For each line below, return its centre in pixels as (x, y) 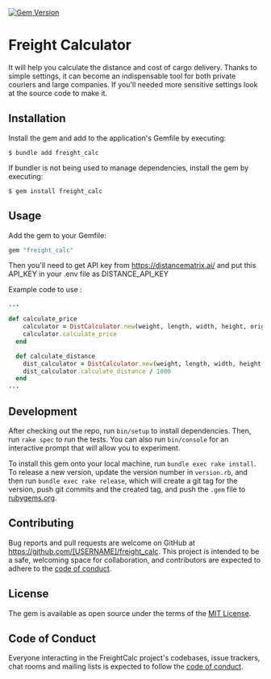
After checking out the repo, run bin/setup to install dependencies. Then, (130, 431)
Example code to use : (45, 290)
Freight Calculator (70, 45)
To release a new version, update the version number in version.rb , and (128, 472)
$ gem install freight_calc (56, 191)
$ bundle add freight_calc (54, 153)
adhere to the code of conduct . (60, 568)
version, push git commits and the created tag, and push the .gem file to (127, 489)
